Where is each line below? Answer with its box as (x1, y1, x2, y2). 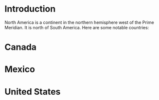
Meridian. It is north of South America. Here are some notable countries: (4, 24, 149, 30)
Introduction (4, 3, 56, 15)
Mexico (4, 64, 35, 75)
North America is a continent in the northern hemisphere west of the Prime (4, 19, 154, 25)
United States (4, 86, 61, 97)
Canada (4, 42, 37, 53)
